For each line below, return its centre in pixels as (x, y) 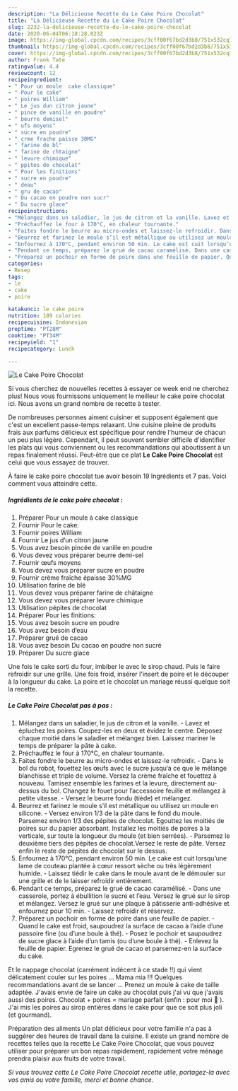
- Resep (19, 270)
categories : (25, 264)
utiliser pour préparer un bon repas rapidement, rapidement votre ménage (115, 1051)
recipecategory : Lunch (41, 349)
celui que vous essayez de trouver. (59, 462)
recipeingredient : (35, 80)
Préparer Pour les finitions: (57, 615)
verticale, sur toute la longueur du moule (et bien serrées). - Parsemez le (124, 836)
